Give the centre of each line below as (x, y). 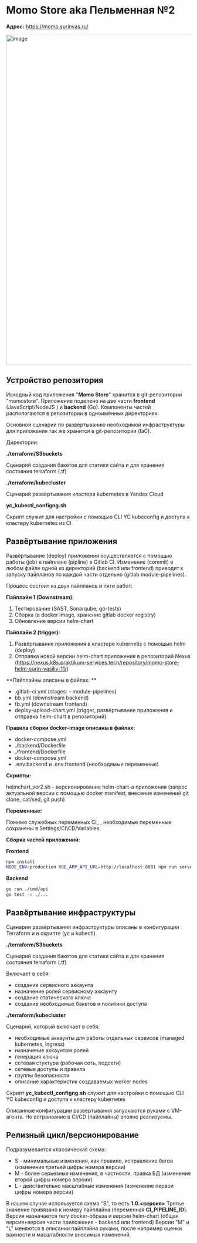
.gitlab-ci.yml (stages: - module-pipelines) (65, 691)
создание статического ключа (52, 997)
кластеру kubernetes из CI (39, 523)
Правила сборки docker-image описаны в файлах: (71, 727)
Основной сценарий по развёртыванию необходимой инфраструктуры (96, 425)
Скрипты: (18, 775)
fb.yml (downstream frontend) (51, 704)
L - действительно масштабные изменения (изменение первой (94, 1185)
